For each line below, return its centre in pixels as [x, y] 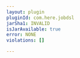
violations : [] [25, 40]
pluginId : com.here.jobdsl [40, 18]
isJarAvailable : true [34, 29]
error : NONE [21, 35]
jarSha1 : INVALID [28, 23]
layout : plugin [25, 12]
